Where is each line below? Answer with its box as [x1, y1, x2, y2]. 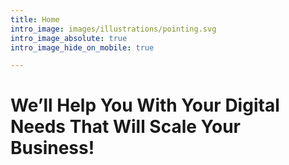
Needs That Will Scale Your [10, 116, 242, 138]
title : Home [10, 14, 60, 25]
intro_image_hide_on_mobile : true [10, 42, 155, 53]
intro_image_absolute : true [10, 33, 128, 43]
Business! [10, 137, 95, 160]
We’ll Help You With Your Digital [10, 94, 280, 117]
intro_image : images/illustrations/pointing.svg [10, 24, 217, 34]
